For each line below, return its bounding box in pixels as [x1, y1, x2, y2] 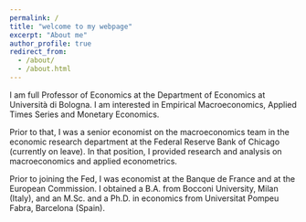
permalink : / [9, 13, 59, 23]
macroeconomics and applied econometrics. [9, 155, 178, 166]
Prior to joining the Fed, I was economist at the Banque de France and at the [9, 173, 295, 184]
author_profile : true [9, 38, 92, 48]
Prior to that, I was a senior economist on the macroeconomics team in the [9, 126, 290, 137]
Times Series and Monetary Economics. [9, 109, 160, 120]
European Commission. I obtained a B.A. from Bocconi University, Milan [9, 183, 279, 194]
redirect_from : [9, 48, 68, 57]
